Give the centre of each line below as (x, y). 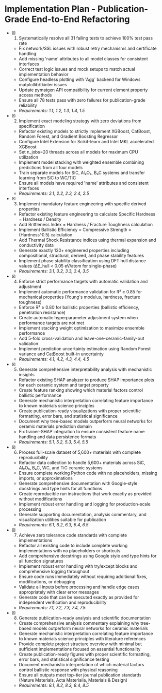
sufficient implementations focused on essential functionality (80, 649)
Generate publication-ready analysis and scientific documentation (85, 618)
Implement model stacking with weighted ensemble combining (81, 162)
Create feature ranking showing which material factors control (81, 390)
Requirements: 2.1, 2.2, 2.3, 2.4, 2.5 (54, 193)
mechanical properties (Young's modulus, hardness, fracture (80, 297)
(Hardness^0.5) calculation (46, 234)
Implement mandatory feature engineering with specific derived (82, 204)
